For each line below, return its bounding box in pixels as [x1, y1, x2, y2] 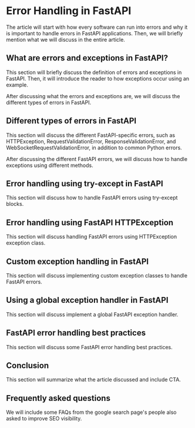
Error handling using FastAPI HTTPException [6, 218, 174, 228]
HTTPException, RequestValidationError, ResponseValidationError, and [6, 138, 176, 145]
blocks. [6, 200, 24, 208]
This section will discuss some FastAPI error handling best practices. [6, 343, 173, 350]
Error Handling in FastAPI [6, 4, 132, 18]
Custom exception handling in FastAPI [6, 256, 149, 266]
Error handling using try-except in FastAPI [6, 178, 163, 189]
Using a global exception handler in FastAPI [6, 295, 169, 305]
